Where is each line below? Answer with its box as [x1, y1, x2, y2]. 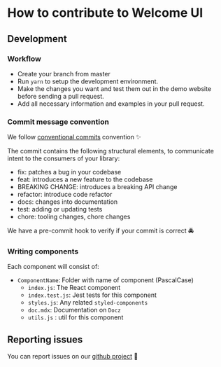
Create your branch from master [17, 69, 110, 78]
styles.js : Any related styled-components [27, 298, 148, 307]
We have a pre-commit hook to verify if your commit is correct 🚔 [7, 226, 194, 235]
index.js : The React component [27, 284, 121, 292]
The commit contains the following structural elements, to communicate [7, 147, 215, 155]
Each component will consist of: [7, 263, 99, 271]
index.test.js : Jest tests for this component [27, 291, 157, 299]
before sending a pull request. [17, 92, 104, 100]
